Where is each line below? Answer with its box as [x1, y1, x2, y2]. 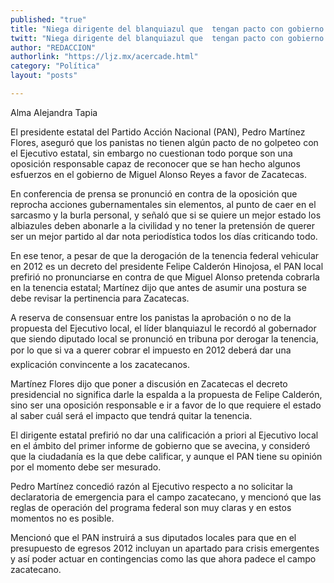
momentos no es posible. [10, 512, 115, 524]
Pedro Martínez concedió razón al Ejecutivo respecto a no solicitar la [10, 480, 293, 492]
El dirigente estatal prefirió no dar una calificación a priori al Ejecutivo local [10, 429, 319, 441]
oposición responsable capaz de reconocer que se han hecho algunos [10, 157, 301, 170]
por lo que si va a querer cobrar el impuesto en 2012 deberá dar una [10, 344, 292, 356]
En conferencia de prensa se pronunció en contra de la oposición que [10, 187, 298, 200]
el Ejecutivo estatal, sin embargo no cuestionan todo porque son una [10, 147, 293, 159]
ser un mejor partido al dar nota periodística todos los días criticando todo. [10, 230, 318, 242]
